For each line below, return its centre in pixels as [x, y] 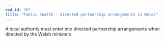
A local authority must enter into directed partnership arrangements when [83, 28]
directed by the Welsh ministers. [39, 34]
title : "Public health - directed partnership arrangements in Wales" [82, 14]
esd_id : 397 [18, 10]
